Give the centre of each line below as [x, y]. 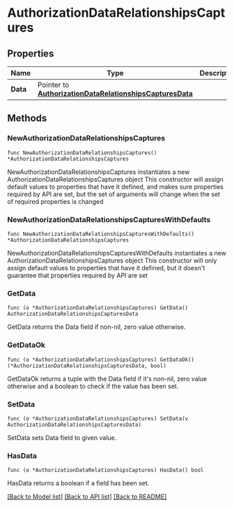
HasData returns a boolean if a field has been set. [78, 483]
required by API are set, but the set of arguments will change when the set [114, 194]
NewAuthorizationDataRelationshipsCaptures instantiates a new [99, 172]
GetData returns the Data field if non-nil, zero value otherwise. [96, 327]
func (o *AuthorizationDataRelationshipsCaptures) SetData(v [98, 418]
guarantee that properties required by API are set [78, 275]
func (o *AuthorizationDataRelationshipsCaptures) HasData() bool [106, 470]
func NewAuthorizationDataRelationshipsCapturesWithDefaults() [101, 234]
